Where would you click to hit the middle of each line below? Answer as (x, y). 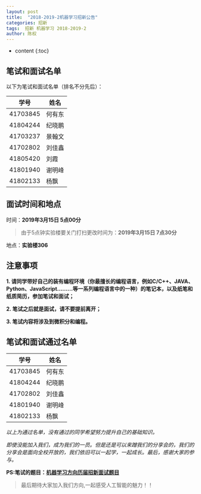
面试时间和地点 (34, 204)
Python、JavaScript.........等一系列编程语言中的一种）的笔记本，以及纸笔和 (100, 288)
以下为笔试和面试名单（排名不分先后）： (55, 86)
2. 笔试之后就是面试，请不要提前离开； (54, 309)
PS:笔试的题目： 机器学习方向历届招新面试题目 (63, 473)
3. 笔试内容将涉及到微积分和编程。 (49, 321)
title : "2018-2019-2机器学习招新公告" (52, 17)
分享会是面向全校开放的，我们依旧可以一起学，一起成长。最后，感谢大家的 (98, 452)
